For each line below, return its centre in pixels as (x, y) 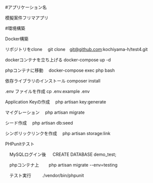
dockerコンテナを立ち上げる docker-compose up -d (58, 60)
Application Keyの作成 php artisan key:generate (56, 102)
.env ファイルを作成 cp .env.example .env (47, 91)
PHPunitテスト (20, 144)
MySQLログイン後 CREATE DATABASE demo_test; (63, 154)
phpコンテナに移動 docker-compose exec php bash (60, 70)
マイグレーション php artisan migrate (45, 112)
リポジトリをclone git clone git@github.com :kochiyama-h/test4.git (76, 49)
